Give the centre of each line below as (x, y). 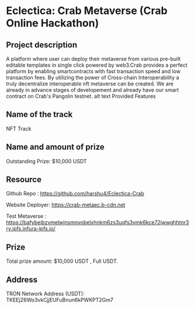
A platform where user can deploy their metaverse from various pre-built (93, 59)
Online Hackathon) (53, 23)
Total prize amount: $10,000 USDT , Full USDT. (62, 261)
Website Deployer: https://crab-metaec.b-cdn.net (66, 205)
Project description (42, 45)
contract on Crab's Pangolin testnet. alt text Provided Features (81, 96)
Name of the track (39, 114)
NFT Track (19, 128)
